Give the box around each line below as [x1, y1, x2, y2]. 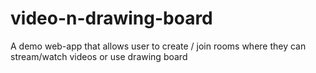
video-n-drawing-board [10, 7, 213, 30]
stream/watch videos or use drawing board [10, 50, 188, 62]
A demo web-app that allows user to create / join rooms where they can [10, 40, 307, 52]
